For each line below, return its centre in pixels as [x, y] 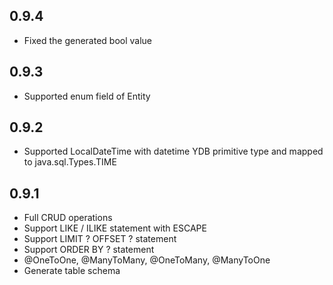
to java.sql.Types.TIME [70, 162]
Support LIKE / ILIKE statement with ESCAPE [115, 228]
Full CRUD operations [68, 218]
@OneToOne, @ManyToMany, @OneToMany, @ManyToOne [147, 260]
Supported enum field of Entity [87, 96]
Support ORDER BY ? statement [89, 250]
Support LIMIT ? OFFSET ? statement [100, 239]
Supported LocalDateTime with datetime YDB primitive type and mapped [173, 151]
